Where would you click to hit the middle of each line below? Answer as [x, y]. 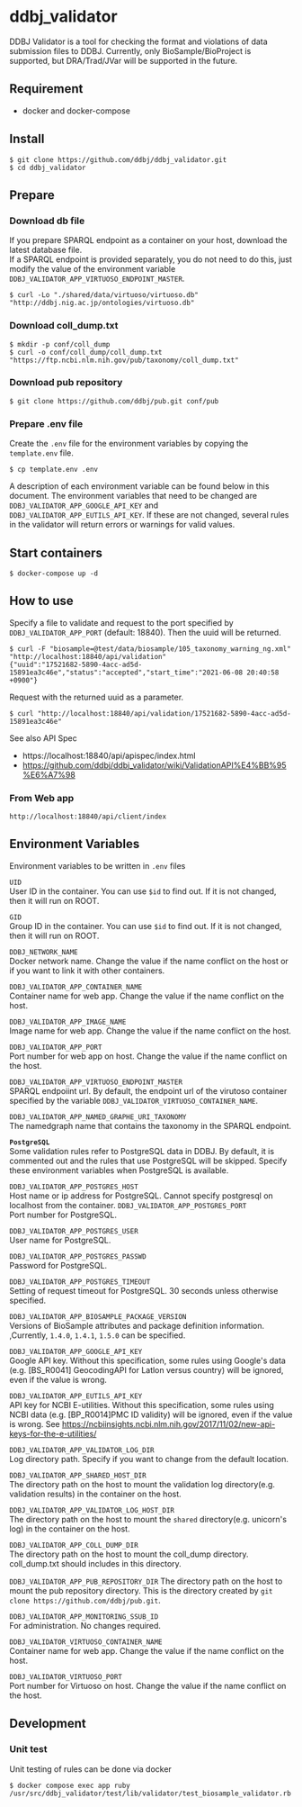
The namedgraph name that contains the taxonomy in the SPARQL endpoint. [151, 1125]
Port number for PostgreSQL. [63, 1215]
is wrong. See [35, 1423]
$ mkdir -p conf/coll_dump [60, 344]
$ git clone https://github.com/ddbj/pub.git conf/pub [114, 401]
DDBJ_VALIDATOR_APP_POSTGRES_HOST [74, 1187]
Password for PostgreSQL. [58, 1265]
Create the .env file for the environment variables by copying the [129, 444]
